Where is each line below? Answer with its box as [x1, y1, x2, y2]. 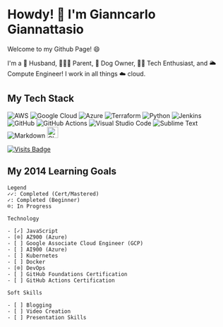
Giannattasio [7, 21, 85, 37]
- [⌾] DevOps [7, 264, 46, 271]
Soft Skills [7, 289, 42, 296]
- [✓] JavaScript [7, 227, 59, 234]
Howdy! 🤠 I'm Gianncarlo [7, 6, 156, 23]
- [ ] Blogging [7, 302, 52, 309]
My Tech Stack [7, 93, 74, 105]
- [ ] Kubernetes [7, 252, 59, 259]
